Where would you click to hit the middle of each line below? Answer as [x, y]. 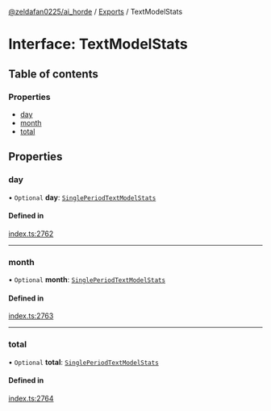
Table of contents [53, 74]
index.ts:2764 [31, 398]
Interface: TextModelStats [98, 44]
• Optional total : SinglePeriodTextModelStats [83, 362]
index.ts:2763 [31, 316]
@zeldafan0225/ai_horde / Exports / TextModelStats [96, 12]
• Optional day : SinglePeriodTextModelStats [82, 197]
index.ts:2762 [31, 234]
